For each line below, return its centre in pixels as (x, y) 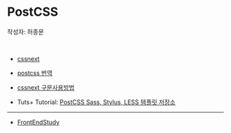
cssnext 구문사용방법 (46, 87)
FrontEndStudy (38, 122)
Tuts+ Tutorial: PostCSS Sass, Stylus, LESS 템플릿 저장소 (96, 102)
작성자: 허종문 (26, 32)
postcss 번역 (35, 73)
